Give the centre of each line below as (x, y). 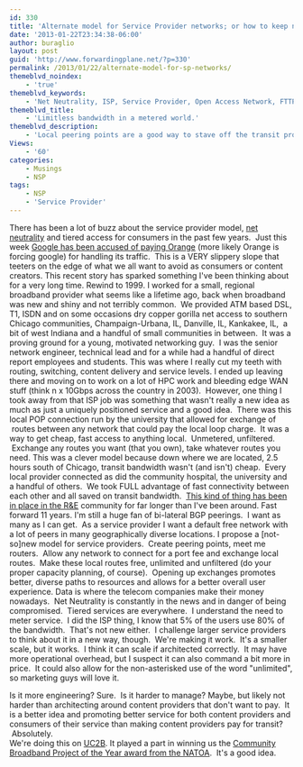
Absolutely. (32, 733)
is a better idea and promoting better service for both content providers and (150, 714)
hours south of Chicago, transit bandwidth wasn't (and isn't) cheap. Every (148, 467)
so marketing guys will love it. (64, 678)
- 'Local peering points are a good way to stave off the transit (153, 135)
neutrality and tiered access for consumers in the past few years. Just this (148, 237)
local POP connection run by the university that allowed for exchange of (143, 419)
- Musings (44, 169)
